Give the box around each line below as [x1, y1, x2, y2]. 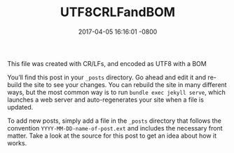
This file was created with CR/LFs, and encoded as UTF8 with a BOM [7, 59, 207, 67]
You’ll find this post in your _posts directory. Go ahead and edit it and [7, 73, 207, 81]
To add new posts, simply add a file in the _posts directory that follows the [7, 117, 222, 125]
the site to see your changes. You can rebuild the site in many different [23, 80, 227, 88]
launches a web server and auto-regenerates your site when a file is [7, 95, 205, 104]
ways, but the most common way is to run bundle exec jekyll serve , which [7, 88, 226, 96]
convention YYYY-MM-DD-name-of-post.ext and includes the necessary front [7, 124, 223, 132]
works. [7, 138, 27, 147]
